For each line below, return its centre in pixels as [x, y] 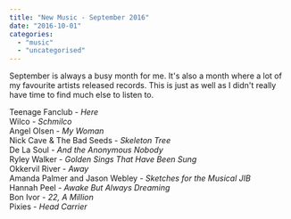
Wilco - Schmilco [41, 122]
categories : [31, 34]
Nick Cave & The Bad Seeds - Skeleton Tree [90, 141]
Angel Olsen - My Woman [57, 131]
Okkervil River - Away [49, 169]
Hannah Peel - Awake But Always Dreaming [90, 188]
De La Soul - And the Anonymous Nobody [86, 150]
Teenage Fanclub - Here [54, 112]
